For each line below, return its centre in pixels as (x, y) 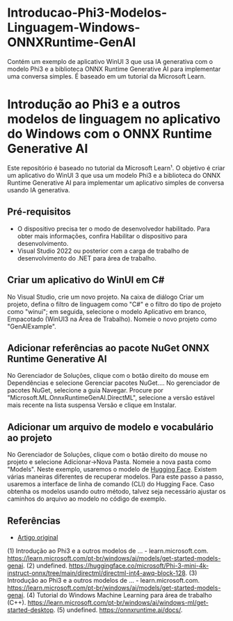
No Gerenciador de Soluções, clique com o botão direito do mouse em (108, 376)
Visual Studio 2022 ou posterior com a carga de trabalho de (103, 251)
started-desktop (31, 610)
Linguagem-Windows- (74, 27)
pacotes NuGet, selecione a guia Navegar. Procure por (85, 390)
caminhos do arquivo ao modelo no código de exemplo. (87, 499)
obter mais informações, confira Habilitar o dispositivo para (102, 236)
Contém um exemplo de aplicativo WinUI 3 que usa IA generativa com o (110, 61)
